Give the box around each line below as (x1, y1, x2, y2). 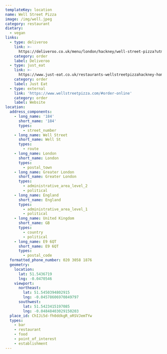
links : (5, 35, 19, 40)
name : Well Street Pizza (5, 12, 57, 17)
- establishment (14, 341, 48, 346)
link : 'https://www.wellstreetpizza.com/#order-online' (14, 91, 133, 96)
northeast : (18, 285, 41, 291)
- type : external (9, 86, 46, 91)
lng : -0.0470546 (18, 276, 52, 281)
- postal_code (23, 253, 52, 258)
